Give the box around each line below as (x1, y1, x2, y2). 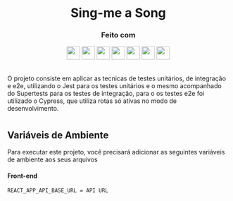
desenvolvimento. (7, 104, 59, 113)
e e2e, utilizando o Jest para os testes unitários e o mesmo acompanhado (7, 82, 222, 90)
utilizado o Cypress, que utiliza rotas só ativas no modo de (7, 97, 177, 105)
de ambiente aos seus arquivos (7, 155, 98, 164)
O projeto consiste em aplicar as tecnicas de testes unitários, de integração (7, 74, 227, 83)
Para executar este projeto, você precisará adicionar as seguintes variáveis (7, 148, 225, 157)
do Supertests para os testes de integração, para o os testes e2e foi (7, 90, 205, 98)
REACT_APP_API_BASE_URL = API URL (7, 187, 109, 195)
